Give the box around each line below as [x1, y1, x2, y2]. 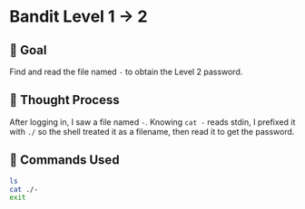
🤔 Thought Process [9, 92, 120, 108]
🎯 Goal [9, 43, 47, 58]
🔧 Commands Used [9, 152, 120, 168]
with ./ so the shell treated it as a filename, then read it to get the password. [9, 126, 295, 137]
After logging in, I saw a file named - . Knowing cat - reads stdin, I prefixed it [9, 116, 296, 128]
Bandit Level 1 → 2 [9, 6, 148, 27]
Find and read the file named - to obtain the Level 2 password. [9, 66, 243, 77]
